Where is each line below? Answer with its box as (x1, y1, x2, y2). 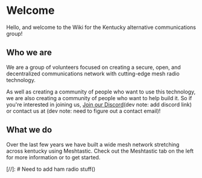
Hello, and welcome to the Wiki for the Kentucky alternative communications (6, 24, 196, 31)
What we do (6, 125, 52, 135)
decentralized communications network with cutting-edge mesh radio (6, 70, 180, 77)
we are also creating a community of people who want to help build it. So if (6, 94, 192, 101)
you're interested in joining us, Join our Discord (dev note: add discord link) (6, 101, 192, 108)
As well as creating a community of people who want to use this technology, (6, 88, 196, 95)
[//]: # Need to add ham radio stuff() (6, 165, 96, 173)
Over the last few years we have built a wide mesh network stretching (6, 141, 180, 148)
